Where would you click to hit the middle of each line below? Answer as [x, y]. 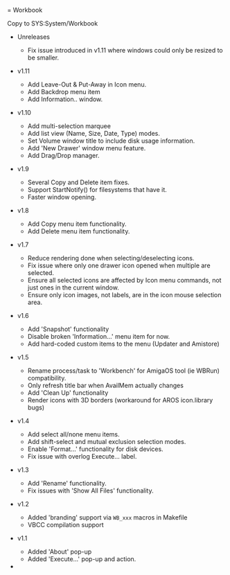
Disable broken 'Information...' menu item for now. [99, 336]
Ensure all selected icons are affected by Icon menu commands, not [124, 280]
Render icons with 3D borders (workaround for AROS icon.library [120, 400]
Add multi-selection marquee [69, 126]
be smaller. [43, 57]
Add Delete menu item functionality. [79, 231]
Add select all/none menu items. [73, 434]
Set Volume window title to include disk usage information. [111, 141]
